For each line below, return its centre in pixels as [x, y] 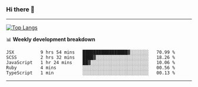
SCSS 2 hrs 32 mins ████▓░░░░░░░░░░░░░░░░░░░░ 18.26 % [91, 58]
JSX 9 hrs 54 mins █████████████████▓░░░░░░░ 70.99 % [91, 52]
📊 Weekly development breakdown [51, 39]
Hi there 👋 [21, 9]
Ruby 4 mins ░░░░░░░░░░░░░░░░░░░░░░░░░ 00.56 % [91, 68]
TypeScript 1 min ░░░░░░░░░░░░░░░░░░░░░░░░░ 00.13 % [91, 73]
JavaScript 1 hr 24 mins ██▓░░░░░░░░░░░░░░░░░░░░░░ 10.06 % [91, 63]
